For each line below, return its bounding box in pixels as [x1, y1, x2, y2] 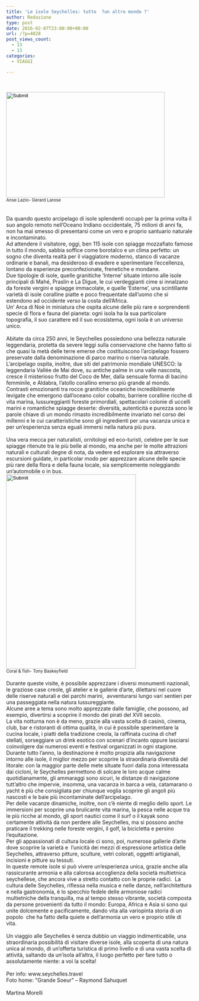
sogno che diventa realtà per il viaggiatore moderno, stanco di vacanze [6, 253, 180, 260]
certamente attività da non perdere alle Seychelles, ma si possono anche [6, 819, 184, 826]
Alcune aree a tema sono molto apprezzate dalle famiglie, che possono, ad [6, 705, 188, 712]
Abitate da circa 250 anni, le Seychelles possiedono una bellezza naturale [6, 335, 187, 342]
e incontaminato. [6, 234, 47, 241]
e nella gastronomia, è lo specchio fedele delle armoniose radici [6, 888, 162, 895]
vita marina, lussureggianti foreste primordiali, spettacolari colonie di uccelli [6, 398, 191, 405]
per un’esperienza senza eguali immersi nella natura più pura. [6, 423, 156, 430]
